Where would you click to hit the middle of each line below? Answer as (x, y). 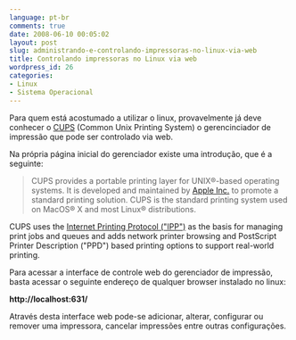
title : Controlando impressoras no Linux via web (103, 59)
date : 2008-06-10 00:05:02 (59, 34)
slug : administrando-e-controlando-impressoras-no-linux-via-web (133, 51)
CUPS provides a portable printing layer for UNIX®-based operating (155, 180)
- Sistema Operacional (51, 92)
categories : (31, 76)
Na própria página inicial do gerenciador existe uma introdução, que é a (141, 153)
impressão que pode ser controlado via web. (91, 137)
